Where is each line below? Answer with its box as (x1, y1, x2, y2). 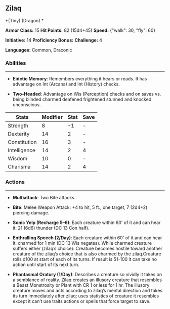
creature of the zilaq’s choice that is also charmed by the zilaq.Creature (12, 251, 161, 257)
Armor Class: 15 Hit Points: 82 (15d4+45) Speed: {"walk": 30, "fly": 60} (5, 27, 156, 33)
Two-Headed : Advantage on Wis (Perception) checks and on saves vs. (12, 91, 161, 97)
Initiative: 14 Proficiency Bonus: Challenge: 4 (5, 37, 102, 43)
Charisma (8, 163, 31, 170)
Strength (8, 122, 29, 129)
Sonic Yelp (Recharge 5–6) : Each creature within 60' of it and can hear (12, 219, 161, 226)
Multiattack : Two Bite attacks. (12, 195, 76, 201)
